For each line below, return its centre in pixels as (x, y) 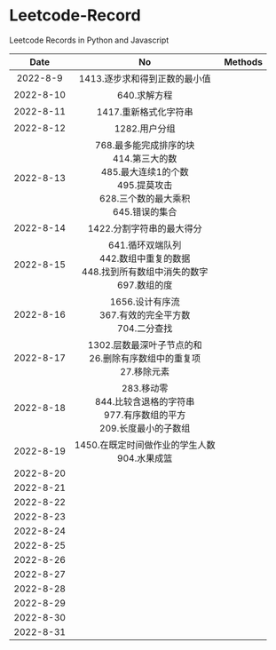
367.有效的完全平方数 (145, 314)
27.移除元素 (145, 371)
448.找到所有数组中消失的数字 (145, 272)
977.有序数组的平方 (145, 415)
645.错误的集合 (145, 211)
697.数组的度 (145, 285)
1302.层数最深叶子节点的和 (145, 345)
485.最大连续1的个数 (145, 171)
